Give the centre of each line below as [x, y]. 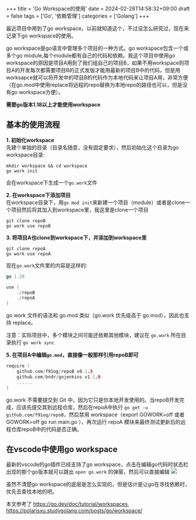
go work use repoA [28, 254]
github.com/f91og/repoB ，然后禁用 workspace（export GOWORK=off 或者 [95, 414]
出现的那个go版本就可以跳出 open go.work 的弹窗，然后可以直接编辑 [88, 472]
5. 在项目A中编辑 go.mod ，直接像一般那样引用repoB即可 [72, 355]
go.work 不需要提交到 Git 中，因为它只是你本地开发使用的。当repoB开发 [93, 400]
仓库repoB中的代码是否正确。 [47, 429]
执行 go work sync [32, 342]
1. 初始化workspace [30, 140]
